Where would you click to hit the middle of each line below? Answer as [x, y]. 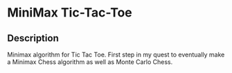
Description [33, 38]
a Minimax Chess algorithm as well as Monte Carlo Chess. [90, 62]
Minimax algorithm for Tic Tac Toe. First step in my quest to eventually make [116, 54]
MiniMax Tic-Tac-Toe [70, 13]
